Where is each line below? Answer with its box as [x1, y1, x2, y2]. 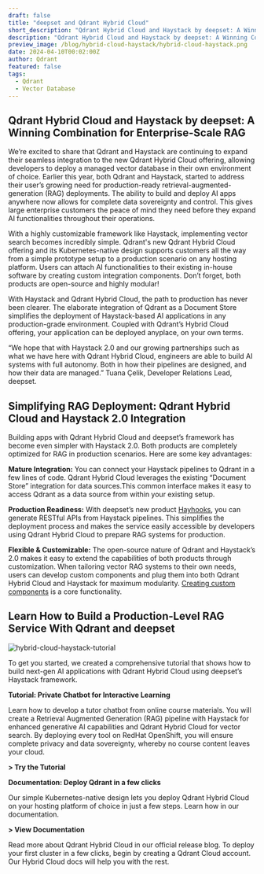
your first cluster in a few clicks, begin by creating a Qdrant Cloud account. [8, 848, 251, 857]
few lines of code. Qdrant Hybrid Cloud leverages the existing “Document [8, 473, 246, 482]
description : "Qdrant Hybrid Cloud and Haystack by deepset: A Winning [8, 33, 247, 42]
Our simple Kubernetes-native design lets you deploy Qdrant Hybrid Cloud [8, 792, 250, 802]
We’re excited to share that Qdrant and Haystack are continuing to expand [8, 147, 248, 157]
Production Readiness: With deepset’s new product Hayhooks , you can [8, 505, 241, 514]
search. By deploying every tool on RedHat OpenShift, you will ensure [8, 730, 233, 739]
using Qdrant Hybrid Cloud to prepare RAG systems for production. [8, 530, 225, 539]
